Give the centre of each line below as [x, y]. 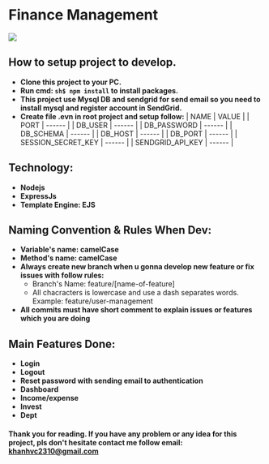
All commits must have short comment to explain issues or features [136, 310]
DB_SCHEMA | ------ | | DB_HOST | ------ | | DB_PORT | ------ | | [128, 133]
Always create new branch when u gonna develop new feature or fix [137, 267]
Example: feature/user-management [93, 301]
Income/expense [49, 398]
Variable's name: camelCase [69, 250]
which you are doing [55, 319]
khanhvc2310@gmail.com [53, 451]
